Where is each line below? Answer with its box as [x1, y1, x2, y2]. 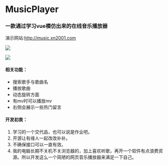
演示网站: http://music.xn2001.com [5, 35, 77, 41]
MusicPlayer [5, 4, 59, 15]
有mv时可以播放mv [12, 98, 52, 104]
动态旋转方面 [12, 91, 39, 97]
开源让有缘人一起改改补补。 [12, 135, 71, 141]
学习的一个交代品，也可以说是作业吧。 [12, 129, 92, 135]
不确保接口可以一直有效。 [12, 141, 66, 147]
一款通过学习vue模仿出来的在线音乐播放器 [5, 23, 108, 30]
